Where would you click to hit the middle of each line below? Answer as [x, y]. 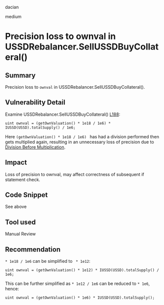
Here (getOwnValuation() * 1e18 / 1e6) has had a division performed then [82, 136]
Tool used [20, 222]
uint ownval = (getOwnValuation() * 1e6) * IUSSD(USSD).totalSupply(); [80, 298]
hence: [12, 289]
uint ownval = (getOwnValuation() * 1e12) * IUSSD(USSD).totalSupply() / [82, 270]
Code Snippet [27, 195]
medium [13, 16]
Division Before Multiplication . [35, 147]
